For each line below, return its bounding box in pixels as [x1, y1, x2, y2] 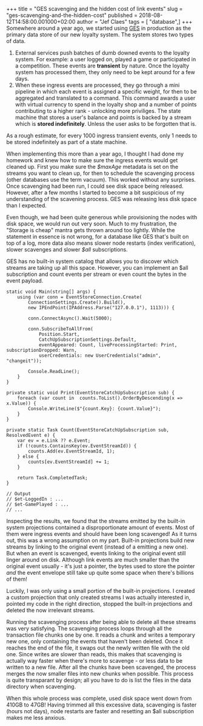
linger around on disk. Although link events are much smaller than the [6, 556, 180, 563]
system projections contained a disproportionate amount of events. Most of [6, 524, 195, 531]
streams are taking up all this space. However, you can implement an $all [6, 264, 189, 271]
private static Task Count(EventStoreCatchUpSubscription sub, [6, 427, 170, 433]
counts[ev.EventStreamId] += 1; [28, 459, 110, 465]
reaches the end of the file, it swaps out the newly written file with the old [6, 644, 190, 651]
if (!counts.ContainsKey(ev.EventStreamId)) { [17, 443, 137, 449]
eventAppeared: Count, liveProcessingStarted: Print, [38, 342, 178, 348]
